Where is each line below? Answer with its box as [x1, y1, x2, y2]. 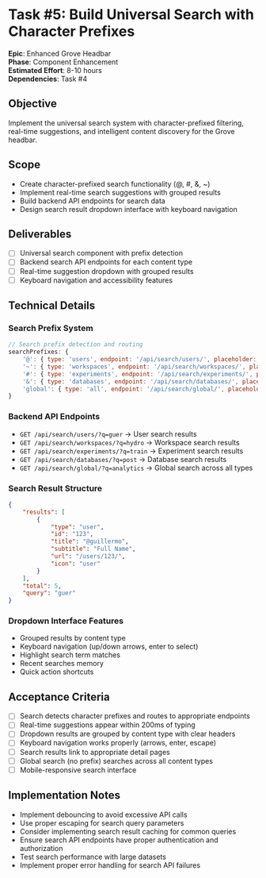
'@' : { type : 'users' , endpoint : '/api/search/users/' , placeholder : [22, 356, 257, 364]
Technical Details [8, 299, 96, 313]
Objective [8, 97, 58, 110]
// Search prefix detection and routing [8, 341, 144, 349]
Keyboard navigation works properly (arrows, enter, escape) [19, 738, 216, 748]
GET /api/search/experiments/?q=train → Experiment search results [19, 446, 244, 456]
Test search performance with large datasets [19, 852, 166, 861]
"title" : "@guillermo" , [50, 537, 129, 545]
